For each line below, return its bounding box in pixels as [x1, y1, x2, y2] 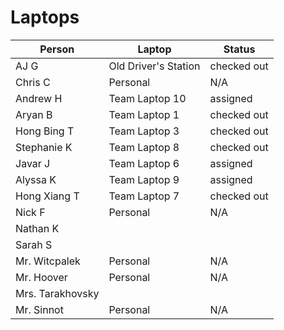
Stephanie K [15, 140, 73, 154]
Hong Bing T [15, 124, 75, 138]
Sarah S [15, 237, 53, 251]
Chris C [15, 75, 51, 89]
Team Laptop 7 [108, 189, 180, 203]
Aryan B [15, 107, 53, 121]
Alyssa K [15, 172, 57, 186]
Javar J [15, 156, 51, 170]
